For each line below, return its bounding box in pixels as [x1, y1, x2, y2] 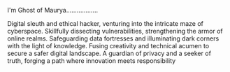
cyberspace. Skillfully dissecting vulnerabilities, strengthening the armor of [7, 27, 223, 35]
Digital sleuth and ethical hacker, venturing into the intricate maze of [7, 20, 204, 27]
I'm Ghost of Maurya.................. [7, 6, 99, 14]
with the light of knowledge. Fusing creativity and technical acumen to [7, 42, 210, 50]
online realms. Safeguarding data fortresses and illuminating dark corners [7, 34, 220, 43]
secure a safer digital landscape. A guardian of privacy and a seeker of [7, 49, 212, 57]
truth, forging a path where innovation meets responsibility [7, 57, 176, 65]
